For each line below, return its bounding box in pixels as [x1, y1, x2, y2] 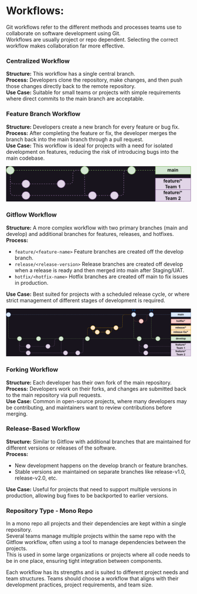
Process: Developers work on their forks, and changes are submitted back [6, 385, 186, 392]
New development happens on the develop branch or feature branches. [14, 462, 188, 469]
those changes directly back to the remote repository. [6, 83, 136, 90]
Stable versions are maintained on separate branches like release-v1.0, [14, 468, 186, 475]
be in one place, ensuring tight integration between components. [6, 558, 163, 565]
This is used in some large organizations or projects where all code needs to [6, 551, 191, 558]
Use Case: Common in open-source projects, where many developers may [6, 397, 187, 404]
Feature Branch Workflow [6, 110, 81, 118]
